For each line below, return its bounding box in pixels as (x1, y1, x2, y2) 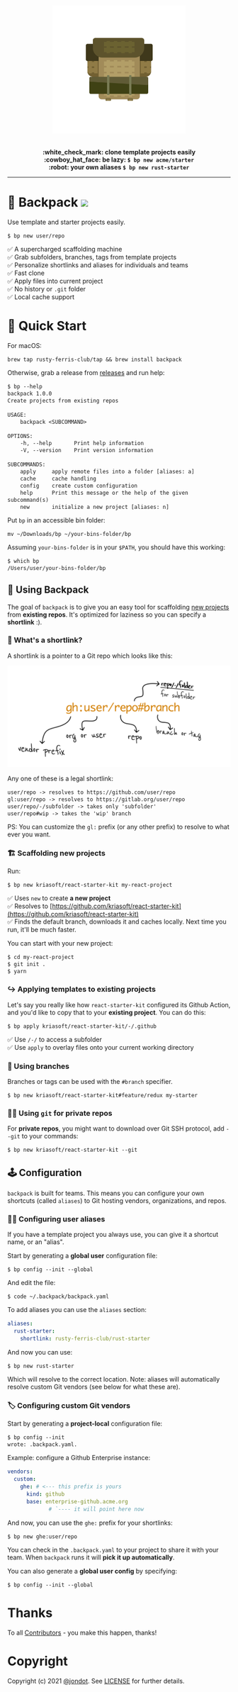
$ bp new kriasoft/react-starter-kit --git (7, 1146, 138, 1154)
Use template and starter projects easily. (7, 218, 125, 226)
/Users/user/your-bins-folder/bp (7, 564, 106, 571)
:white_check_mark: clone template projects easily (42, 147, 196, 156)
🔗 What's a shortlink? (7, 635, 83, 645)
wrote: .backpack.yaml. (7, 1441, 78, 1448)
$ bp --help (7, 383, 42, 390)
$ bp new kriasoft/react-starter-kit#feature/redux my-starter (7, 1092, 198, 1099)
